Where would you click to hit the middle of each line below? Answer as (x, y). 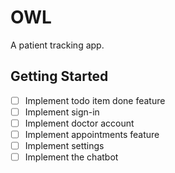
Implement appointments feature (92, 134)
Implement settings (64, 145)
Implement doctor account (79, 123)
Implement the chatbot (71, 157)
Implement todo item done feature (95, 100)
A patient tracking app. (57, 45)
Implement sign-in (62, 112)
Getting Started (59, 76)
